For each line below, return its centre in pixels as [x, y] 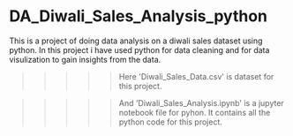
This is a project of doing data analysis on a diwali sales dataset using [136, 41]
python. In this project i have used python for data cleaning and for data [139, 49]
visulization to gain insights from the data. [85, 59]
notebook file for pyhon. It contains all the [195, 112]
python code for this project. [171, 122]
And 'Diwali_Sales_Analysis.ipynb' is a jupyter [201, 102]
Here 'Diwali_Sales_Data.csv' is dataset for [196, 76]
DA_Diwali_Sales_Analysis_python [138, 16]
